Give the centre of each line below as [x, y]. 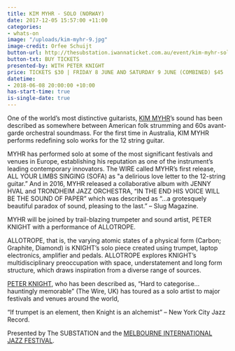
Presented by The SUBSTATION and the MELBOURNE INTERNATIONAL [110, 333]
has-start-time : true [39, 92]
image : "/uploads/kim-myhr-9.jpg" [58, 40]
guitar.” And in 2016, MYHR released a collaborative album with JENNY [109, 184]
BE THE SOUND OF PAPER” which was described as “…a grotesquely [107, 199]
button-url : [24, 53]
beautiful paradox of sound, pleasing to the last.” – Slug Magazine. [103, 206]
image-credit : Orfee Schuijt [50, 46]
